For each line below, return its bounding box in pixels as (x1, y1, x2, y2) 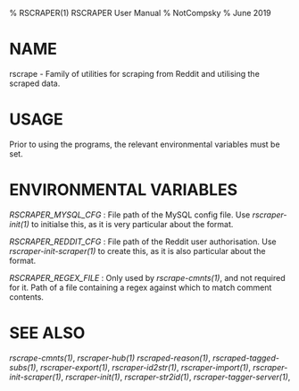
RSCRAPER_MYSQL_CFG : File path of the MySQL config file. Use (9, 209, 251, 220)
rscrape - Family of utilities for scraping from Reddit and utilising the (9, 68, 261, 79)
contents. (9, 291, 45, 302)
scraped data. (9, 78, 61, 89)
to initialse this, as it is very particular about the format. (30, 218, 234, 229)
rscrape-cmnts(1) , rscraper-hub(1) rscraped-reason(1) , (9, 353, 212, 363)
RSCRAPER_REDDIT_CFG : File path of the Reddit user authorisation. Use (9, 236, 277, 247)
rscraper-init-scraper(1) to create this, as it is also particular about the (9, 245, 266, 256)
